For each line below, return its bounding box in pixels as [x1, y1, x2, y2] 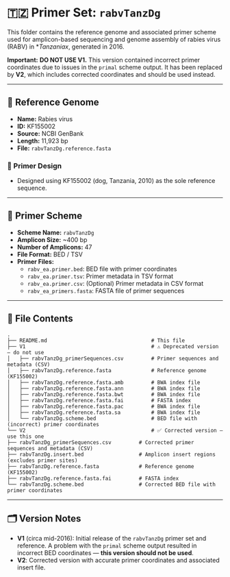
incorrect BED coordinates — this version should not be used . [16, 549, 194, 557]
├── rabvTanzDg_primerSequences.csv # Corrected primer [7, 439, 194, 446]
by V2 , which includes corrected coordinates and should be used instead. [7, 70, 216, 78]
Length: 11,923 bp [16, 136, 68, 145]
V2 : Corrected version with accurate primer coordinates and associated [16, 556, 220, 565]
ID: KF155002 [16, 122, 56, 130]
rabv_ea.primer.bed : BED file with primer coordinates [27, 265, 177, 273]
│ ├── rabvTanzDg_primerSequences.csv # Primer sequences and [7, 355, 219, 362]
